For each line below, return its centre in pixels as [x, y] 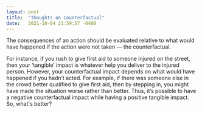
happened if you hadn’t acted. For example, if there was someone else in [98, 78]
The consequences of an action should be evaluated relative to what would [100, 41]
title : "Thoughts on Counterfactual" [55, 18]
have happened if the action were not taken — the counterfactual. [89, 47]
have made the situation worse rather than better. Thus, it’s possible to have [101, 91]
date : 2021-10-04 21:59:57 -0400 [51, 23]
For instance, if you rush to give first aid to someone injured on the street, [98, 59]
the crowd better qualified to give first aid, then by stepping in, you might [98, 84]
